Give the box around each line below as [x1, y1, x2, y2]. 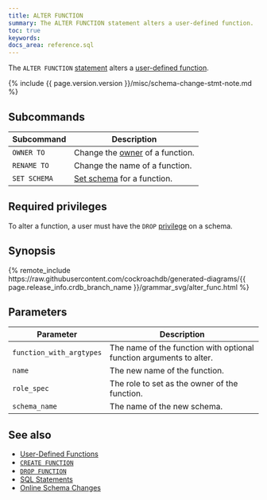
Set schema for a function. [74, 173, 173, 184]
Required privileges [8, 200, 107, 213]
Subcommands [8, 110, 85, 123]
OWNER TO [12, 148, 45, 157]
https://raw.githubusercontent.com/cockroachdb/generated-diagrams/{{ [8, 274, 246, 283]
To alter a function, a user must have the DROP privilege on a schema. [8, 221, 233, 231]
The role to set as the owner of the [110, 378, 238, 389]
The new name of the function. [110, 365, 224, 377]
